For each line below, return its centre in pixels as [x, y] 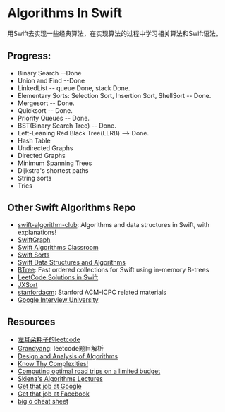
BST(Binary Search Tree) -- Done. [67, 126]
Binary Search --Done [49, 73]
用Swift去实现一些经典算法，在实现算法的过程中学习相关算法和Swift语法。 [115, 33]
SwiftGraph [34, 240]
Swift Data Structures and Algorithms [71, 262]
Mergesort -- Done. [46, 103]
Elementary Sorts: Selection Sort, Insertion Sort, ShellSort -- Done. [114, 95]
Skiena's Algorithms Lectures [60, 379]
